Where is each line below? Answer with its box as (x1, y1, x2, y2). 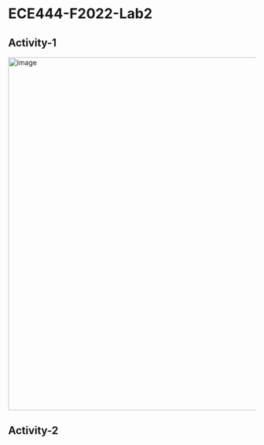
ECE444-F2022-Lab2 (8, 5, 153, 23)
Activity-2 (8, 424, 59, 437)
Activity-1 (8, 36, 57, 50)
